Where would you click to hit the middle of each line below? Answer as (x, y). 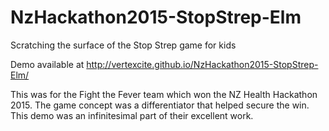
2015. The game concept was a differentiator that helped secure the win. (160, 105)
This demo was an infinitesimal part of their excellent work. (132, 115)
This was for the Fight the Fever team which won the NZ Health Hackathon (164, 94)
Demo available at (47, 64)
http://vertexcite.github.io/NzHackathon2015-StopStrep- (202, 64)
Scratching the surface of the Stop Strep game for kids (123, 45)
